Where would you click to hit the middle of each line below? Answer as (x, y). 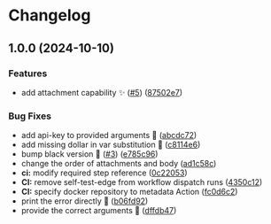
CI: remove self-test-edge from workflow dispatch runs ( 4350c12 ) (142, 182)
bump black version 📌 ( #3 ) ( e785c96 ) (89, 154)
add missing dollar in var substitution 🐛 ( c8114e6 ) (111, 145)
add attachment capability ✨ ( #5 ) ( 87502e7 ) (102, 92)
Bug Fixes (30, 116)
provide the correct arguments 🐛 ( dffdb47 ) (99, 211)
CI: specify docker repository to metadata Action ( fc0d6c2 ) (129, 192)
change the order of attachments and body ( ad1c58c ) (119, 164)
